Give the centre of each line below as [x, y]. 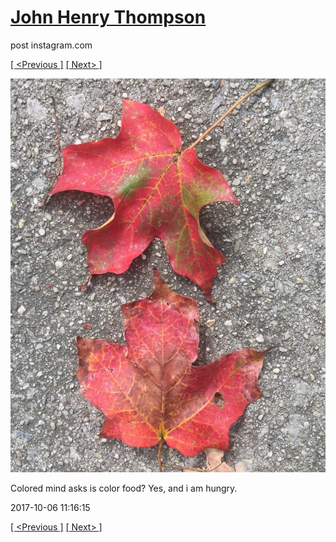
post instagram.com [51, 45]
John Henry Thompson [108, 17]
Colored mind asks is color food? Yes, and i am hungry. [124, 488]
